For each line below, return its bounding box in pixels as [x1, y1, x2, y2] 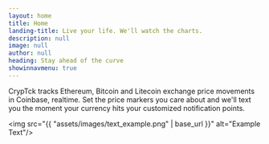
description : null [8, 34, 70, 43]
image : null [8, 42, 48, 50]
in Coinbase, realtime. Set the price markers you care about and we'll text [8, 94, 251, 105]
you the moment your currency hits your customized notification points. [8, 103, 245, 113]
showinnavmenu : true [8, 64, 78, 72]
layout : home [8, 11, 52, 20]
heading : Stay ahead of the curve [8, 57, 124, 65]
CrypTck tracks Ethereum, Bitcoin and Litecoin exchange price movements [8, 86, 255, 96]
